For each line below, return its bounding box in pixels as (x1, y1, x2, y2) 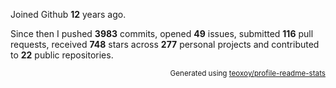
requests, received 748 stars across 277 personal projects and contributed (10, 39, 320, 50)
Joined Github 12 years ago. (10, 9, 127, 20)
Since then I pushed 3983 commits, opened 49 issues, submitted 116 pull (10, 28, 314, 39)
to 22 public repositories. (10, 49, 114, 61)
